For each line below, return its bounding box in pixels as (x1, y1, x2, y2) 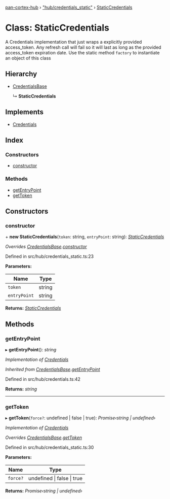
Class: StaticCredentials (5, 22, 110, 34)
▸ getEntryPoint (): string (5, 346, 57, 352)
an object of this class (5, 55, 52, 61)
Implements (5, 108, 44, 116)
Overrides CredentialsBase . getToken (5, 435, 82, 441)
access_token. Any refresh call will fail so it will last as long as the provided (5, 44, 161, 50)
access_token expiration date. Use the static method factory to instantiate (5, 49, 160, 55)
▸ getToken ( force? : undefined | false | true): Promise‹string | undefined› (5, 415, 156, 421)
